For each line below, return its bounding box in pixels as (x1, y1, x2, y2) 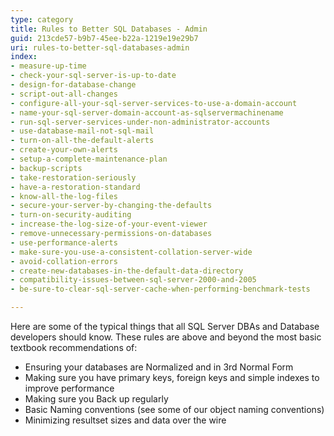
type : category (10, 14, 74, 25)
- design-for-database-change (10, 80, 137, 90)
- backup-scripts (10, 163, 83, 173)
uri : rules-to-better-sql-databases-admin (10, 42, 190, 53)
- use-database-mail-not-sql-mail (10, 126, 155, 136)
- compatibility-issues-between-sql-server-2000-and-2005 (10, 275, 257, 285)
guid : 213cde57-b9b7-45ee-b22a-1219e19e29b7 (10, 33, 199, 43)
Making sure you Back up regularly (24, 393, 169, 405)
